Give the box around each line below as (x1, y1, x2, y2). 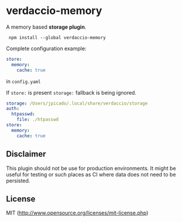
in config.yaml (6, 78, 41, 85)
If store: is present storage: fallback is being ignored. (6, 89, 136, 96)
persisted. (6, 177, 30, 184)
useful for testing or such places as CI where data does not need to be (6, 171, 176, 178)
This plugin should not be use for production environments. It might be (6, 165, 177, 172)
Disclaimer (6, 149, 46, 159)
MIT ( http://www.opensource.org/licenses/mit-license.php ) (6, 209, 149, 217)
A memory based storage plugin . (6, 23, 87, 30)
